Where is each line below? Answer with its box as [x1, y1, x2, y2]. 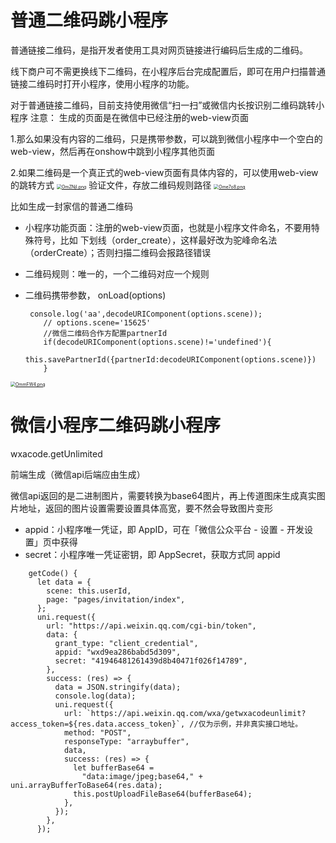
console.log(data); [54, 691, 137, 701]
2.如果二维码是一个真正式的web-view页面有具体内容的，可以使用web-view [10, 166, 319, 178]
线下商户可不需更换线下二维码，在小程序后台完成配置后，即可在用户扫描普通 [10, 65, 326, 77]
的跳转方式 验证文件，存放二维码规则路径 [10, 179, 212, 191]
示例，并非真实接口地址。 [213, 719, 303, 729]
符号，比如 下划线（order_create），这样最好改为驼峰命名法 [33, 234, 278, 246]
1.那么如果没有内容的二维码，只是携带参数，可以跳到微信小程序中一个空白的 [10, 132, 323, 145]
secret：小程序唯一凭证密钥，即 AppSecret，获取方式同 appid [24, 548, 281, 560]
